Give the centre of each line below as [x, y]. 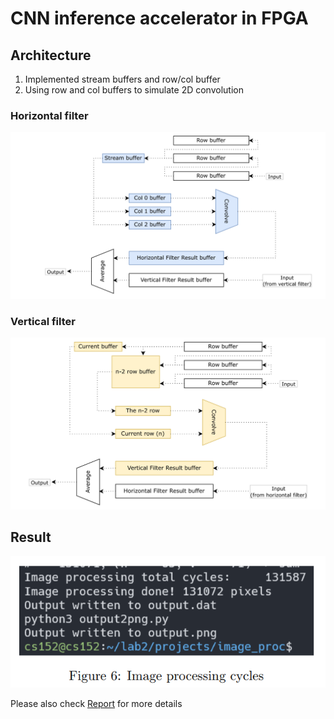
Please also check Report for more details [96, 704]
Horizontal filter [49, 115]
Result [31, 537]
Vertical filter [43, 321]
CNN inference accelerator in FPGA [159, 18]
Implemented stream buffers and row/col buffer [122, 79]
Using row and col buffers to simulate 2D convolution [134, 90]
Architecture [51, 55]
